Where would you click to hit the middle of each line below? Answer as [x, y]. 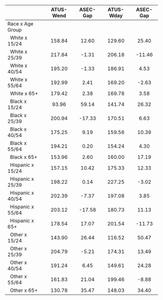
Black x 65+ [24, 157]
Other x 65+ [24, 290]
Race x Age [21, 24]
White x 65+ [24, 93]
